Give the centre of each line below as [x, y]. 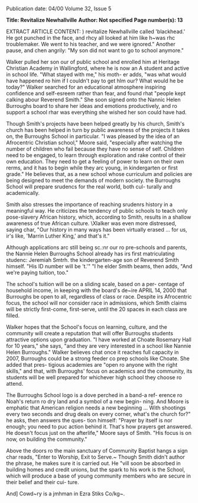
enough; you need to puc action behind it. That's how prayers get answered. [99, 427]
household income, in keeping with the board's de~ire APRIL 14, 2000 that [97, 290]
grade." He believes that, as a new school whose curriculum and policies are [99, 174]
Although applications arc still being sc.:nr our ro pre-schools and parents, [97, 247]
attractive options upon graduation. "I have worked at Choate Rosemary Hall [99, 339]
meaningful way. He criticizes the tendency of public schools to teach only [97, 211]
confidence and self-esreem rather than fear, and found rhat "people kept [96, 93]
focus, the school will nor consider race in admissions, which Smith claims [97, 303]
